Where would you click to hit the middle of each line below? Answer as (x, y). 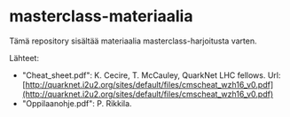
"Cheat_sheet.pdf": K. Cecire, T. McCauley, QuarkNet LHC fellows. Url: (151, 75)
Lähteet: (24, 58)
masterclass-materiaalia (101, 16)
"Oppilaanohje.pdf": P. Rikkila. (77, 103)
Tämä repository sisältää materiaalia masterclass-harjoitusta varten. (133, 41)
